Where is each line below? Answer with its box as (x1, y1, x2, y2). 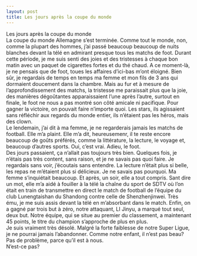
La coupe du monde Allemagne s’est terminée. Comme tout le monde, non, (6, 36, 188, 44)
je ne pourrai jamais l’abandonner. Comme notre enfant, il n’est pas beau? (6, 230, 184, 237)
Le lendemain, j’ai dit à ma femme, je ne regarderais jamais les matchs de (6, 124, 183, 131)
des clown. (6, 118, 33, 125)
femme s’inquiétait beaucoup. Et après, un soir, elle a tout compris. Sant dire (6, 174, 191, 181)
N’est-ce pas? (6, 242, 40, 250)
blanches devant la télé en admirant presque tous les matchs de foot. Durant (6, 49, 192, 56)
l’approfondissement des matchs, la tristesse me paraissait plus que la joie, (6, 87, 188, 94)
